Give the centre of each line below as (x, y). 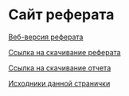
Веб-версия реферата (46, 37)
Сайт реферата (61, 15)
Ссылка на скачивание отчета (60, 68)
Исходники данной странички (59, 83)
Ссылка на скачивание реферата (64, 52)
